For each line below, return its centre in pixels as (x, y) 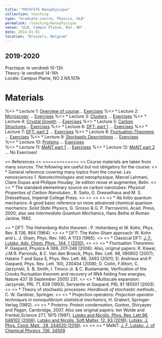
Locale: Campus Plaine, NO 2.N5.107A (43, 78)
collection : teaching (27, 14)
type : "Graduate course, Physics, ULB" (45, 18)
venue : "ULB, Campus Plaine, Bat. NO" (44, 28)
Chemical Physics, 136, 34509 (35, 330)
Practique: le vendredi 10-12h (34, 68)
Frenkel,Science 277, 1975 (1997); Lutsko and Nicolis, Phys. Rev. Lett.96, (77, 315)
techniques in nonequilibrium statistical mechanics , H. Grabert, (68, 300)
